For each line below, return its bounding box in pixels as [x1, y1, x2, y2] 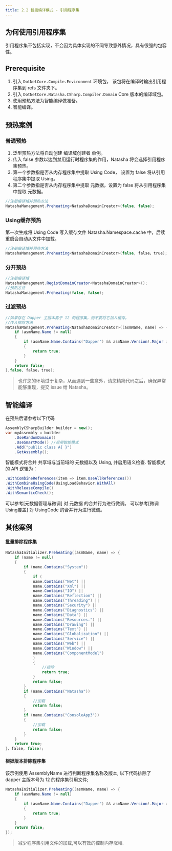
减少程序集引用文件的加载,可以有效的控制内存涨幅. [17, 840, 124, 846]
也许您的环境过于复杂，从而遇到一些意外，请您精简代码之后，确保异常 [17, 378, 166, 384]
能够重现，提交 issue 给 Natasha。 [17, 384, 91, 391]
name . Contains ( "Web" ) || [32, 641, 86, 646]
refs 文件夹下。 [27, 85, 60, 91]
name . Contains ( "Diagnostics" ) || [32, 607, 104, 613]
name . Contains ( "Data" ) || [32, 612, 88, 617]
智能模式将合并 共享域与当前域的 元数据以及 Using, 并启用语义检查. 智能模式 [5, 459, 165, 466]
